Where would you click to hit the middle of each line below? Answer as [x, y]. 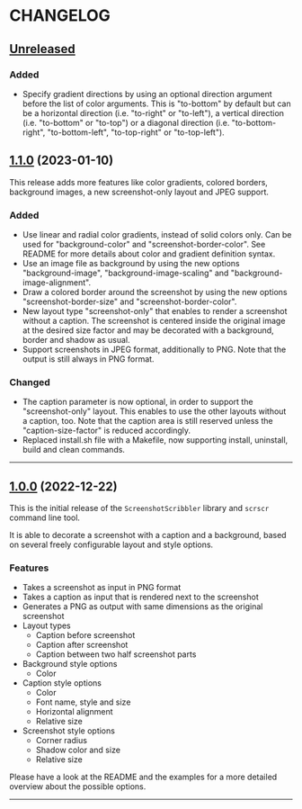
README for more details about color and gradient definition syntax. [149, 254]
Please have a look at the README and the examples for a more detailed [143, 777]
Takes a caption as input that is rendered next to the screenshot [140, 597]
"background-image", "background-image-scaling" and [125, 273]
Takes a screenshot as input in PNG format [102, 588]
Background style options [70, 664]
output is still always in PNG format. [88, 359]
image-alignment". [57, 282]
